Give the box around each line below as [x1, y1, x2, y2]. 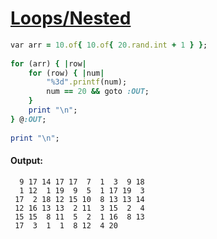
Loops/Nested [10, 7, 132, 30]
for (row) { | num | [28, 68, 105, 78]
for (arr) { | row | [10, 58, 87, 69]
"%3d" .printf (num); [46, 77, 128, 87]
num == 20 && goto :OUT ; [46, 87, 150, 97]
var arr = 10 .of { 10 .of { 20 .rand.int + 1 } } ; [10, 40, 208, 50]
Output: [10, 155, 43, 167]
